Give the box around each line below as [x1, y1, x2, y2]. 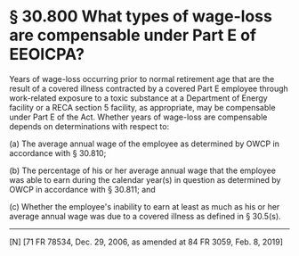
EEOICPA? [9, 45, 85, 64]
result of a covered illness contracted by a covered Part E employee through [9, 83, 289, 94]
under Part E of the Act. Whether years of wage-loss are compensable [9, 111, 268, 122]
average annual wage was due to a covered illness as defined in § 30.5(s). [9, 211, 282, 221]
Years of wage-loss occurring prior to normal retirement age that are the [9, 73, 275, 84]
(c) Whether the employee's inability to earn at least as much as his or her [9, 201, 280, 211]
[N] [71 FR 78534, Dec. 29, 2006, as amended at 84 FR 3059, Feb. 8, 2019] [9, 236, 283, 247]
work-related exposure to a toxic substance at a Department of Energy [9, 92, 269, 103]
